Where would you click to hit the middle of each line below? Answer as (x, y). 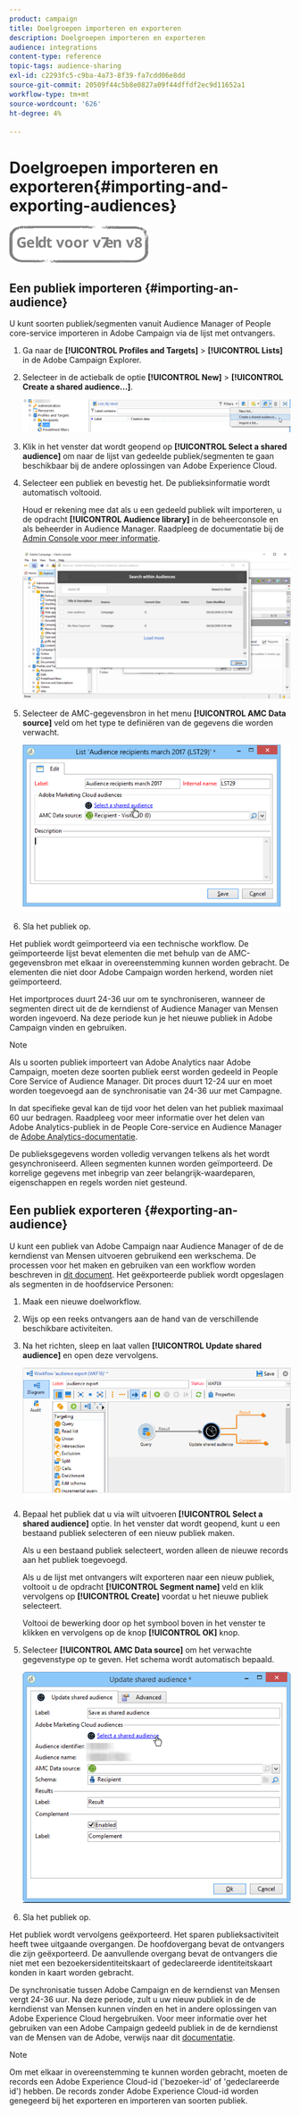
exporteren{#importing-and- (119, 187)
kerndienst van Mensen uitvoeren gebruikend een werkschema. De (133, 1255)
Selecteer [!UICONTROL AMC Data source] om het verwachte (137, 1650)
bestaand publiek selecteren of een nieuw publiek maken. (128, 1533)
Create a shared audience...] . (78, 386)
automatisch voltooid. (62, 492)
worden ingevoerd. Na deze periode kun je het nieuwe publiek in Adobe (141, 1018)
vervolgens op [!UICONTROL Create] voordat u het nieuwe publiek (145, 1596)
